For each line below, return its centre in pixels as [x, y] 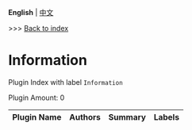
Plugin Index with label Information [65, 82]
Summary [127, 117]
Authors [85, 117]
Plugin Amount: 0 [36, 97]
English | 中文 [31, 12]
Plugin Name [37, 117]
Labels [167, 117]
